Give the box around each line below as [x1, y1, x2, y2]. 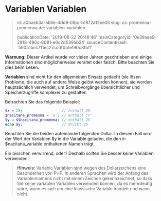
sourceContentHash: [86, 39, 128, 45]
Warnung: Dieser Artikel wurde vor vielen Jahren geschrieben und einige [5, 54, 152, 60]
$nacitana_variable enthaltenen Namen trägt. [5, 141, 95, 147]
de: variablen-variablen [38, 24, 86, 30]
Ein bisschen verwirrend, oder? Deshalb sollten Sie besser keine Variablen [5, 150, 154, 157]
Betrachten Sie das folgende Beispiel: [5, 99, 80, 104]
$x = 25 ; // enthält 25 [5, 108, 90, 113]
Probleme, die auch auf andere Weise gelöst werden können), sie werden [5, 79, 152, 85]
